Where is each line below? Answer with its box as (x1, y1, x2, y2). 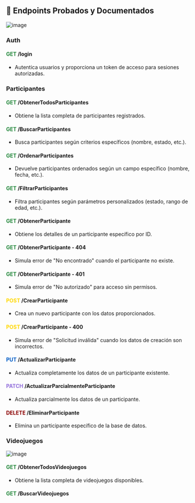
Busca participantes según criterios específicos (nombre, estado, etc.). (14, 139, 186, 146)
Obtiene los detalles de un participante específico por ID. (14, 230, 152, 238)
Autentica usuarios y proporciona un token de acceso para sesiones (14, 63, 180, 70)
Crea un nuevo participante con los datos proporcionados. (14, 310, 156, 317)
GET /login (6, 50, 32, 58)
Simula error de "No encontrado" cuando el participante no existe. (14, 257, 175, 264)
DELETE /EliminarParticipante (6, 409, 80, 416)
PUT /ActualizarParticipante (6, 356, 76, 363)
